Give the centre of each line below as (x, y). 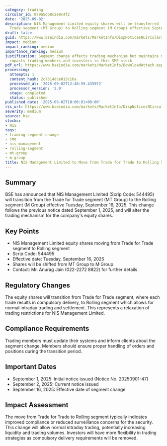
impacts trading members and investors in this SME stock (71, 61)
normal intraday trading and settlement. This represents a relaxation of (78, 308)
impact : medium (21, 42)
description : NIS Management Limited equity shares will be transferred (82, 24)
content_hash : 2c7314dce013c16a (43, 79)
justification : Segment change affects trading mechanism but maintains (82, 56)
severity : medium (23, 112)
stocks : (13, 121)
